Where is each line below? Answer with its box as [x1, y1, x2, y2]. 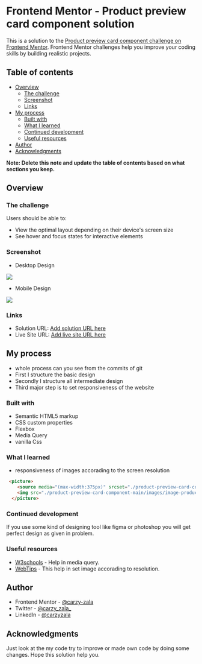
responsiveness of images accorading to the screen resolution [14, 467, 170, 474]
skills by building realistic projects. [6, 49, 91, 57]
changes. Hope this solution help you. [6, 651, 100, 659]
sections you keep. [6, 165, 55, 172]
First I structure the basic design [14, 371, 96, 378]
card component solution [6, 17, 135, 31]
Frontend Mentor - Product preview [6, 4, 186, 18]
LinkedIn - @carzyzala [14, 611, 71, 619]
